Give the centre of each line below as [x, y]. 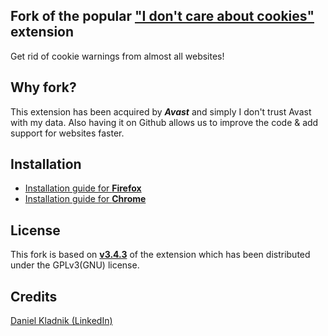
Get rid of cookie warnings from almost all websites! [117, 56]
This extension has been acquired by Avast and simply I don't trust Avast [161, 111]
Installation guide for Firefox [83, 188]
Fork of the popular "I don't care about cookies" [162, 16]
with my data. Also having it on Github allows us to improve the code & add [164, 122]
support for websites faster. [67, 133]
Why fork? [43, 87]
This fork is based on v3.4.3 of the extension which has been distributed [160, 255]
